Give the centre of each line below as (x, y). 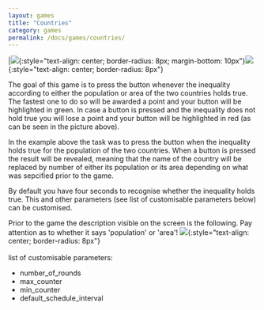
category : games (35, 30)
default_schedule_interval (62, 298)
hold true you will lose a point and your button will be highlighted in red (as (130, 119)
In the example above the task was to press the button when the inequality (129, 142)
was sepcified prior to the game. (61, 176)
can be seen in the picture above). (64, 127)
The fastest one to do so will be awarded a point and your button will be (125, 102)
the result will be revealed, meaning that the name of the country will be (125, 159)
